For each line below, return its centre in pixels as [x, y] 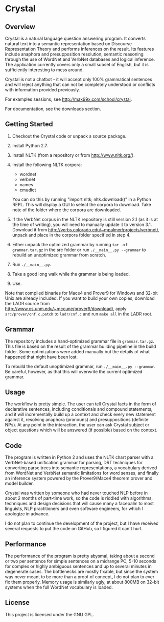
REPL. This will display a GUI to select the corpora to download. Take [82, 204]
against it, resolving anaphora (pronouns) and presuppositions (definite [77, 420]
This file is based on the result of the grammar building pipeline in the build [81, 346]
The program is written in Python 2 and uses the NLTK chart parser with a [79, 457]
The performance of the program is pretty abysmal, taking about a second [80, 556]
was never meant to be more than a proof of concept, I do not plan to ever [80, 577]
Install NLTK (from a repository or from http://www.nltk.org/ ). [73, 155]
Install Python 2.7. [30, 145]
